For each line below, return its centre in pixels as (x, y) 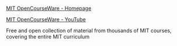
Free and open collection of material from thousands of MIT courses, (89, 30)
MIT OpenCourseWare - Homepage (49, 8)
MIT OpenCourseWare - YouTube (46, 19)
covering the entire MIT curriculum (48, 37)
